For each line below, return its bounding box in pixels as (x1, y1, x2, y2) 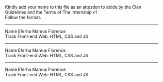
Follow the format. (5, 15, 41, 20)
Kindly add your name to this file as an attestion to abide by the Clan (5, 4, 142, 10)
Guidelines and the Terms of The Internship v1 (5, 9, 97, 15)
